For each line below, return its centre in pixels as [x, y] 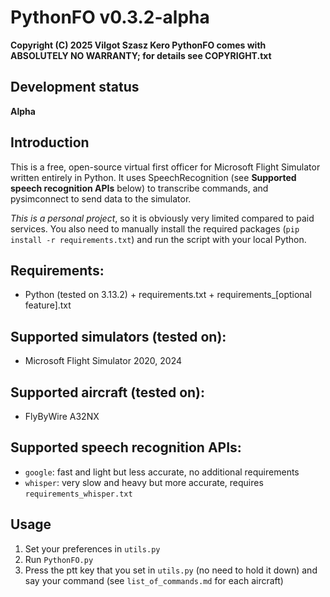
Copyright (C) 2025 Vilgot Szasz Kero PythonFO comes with [138, 45]
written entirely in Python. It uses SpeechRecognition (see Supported [153, 177]
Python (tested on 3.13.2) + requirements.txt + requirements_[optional [168, 295]
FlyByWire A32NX [62, 416]
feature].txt [48, 305]
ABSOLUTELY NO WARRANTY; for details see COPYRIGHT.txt [141, 55]
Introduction [50, 142]
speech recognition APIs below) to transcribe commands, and [139, 188]
